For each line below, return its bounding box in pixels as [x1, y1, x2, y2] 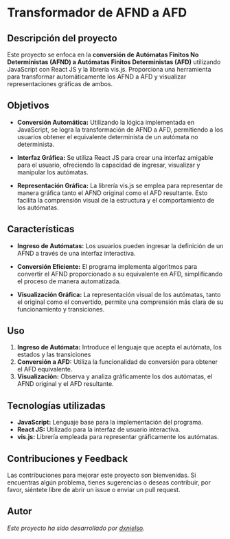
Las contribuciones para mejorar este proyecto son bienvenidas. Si [7, 471, 196, 480]
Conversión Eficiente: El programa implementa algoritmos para [16, 262, 198, 270]
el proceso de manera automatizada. [16, 277, 122, 285]
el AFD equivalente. [16, 365, 73, 374]
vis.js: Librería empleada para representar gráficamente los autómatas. [16, 433, 220, 441]
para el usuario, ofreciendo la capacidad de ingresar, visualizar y [16, 161, 200, 169]
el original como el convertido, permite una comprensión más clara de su [16, 298, 224, 306]
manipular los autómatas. [16, 167, 89, 176]
